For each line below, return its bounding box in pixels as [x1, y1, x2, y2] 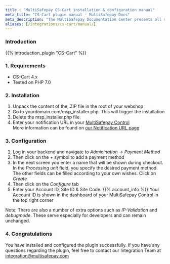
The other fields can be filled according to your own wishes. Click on [12, 170, 156, 177]
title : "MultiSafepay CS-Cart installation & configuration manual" [5, 7, 155, 13]
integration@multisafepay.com [5, 252, 69, 258]
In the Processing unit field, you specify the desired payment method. [12, 165, 158, 171]
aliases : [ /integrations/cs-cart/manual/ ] [5, 21, 96, 27]
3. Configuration [5, 138, 47, 145]
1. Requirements [5, 62, 46, 69]
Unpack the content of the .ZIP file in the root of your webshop [12, 103, 144, 109]
